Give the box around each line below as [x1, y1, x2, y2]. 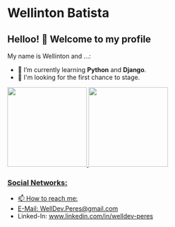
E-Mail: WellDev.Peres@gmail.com [17, 204, 119, 213]
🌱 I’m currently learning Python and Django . [17, 66, 147, 74]
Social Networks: [7, 177, 68, 187]
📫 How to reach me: [17, 194, 78, 203]
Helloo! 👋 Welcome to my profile [7, 33, 152, 45]
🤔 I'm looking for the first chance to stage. [17, 73, 140, 81]
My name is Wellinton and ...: [7, 52, 92, 60]
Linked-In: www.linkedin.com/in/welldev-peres [17, 212, 154, 221]
